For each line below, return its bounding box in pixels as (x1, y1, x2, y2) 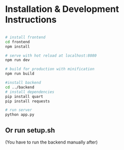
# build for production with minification (5, 67, 95, 72)
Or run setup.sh (5, 126, 55, 135)
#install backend (5, 80, 41, 85)
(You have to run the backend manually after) (5, 139, 98, 145)
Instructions (5, 14, 57, 25)
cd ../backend (5, 84, 35, 90)
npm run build (5, 71, 35, 76)
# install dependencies (5, 89, 55, 94)
